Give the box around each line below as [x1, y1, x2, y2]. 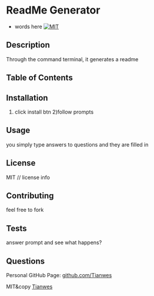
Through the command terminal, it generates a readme [6, 55, 139, 62]
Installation [6, 92, 48, 103]
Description [6, 40, 50, 50]
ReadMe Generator [6, 4, 101, 17]
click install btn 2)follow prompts [14, 108, 94, 115]
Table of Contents [6, 73, 73, 83]
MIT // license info [6, 174, 50, 181]
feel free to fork [6, 207, 44, 214]
